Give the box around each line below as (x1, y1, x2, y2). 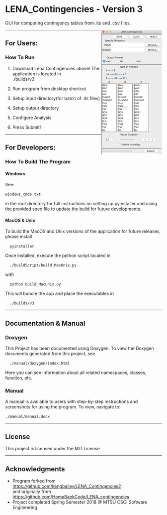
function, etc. (5, 375, 32, 381)
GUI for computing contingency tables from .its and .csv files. (5, 20, 131, 26)
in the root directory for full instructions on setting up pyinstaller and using (5, 201, 158, 207)
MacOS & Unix (5, 217, 36, 223)
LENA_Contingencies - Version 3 (5, 3, 143, 15)
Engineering (12, 504, 37, 510)
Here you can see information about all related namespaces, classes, (5, 370, 147, 376)
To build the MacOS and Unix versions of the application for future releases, (5, 228, 161, 235)
